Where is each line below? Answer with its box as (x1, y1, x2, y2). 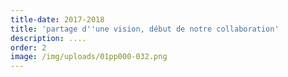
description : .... (10, 33, 87, 43)
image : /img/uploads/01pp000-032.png (10, 52, 168, 62)
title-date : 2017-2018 (10, 14, 105, 25)
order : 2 (10, 42, 47, 53)
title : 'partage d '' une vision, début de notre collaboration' (10, 24, 280, 34)
